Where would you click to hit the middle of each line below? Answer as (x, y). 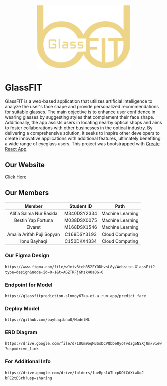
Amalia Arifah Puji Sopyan (34, 234)
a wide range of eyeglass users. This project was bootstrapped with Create (82, 144)
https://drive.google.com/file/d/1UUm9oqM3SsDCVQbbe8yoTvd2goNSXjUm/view (83, 344)
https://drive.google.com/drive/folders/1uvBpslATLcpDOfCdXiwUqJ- (76, 373)
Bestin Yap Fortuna (34, 220)
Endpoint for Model (29, 285)
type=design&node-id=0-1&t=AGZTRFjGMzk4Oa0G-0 (54, 272)
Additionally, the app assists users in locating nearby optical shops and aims (83, 123)
